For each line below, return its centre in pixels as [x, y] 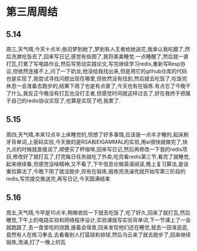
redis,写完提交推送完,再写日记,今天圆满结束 [58, 179]
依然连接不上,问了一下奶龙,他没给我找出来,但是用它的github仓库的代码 [102, 71]
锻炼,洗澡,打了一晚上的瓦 [36, 242]
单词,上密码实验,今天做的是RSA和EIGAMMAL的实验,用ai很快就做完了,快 [102, 141]
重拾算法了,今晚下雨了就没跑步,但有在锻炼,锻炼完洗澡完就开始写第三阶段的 [96, 171]
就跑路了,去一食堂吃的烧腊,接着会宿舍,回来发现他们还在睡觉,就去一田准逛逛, [98, 227]
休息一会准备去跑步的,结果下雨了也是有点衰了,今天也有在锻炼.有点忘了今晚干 [98, 86]
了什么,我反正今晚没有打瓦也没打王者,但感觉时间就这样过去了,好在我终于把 [96, 93]
